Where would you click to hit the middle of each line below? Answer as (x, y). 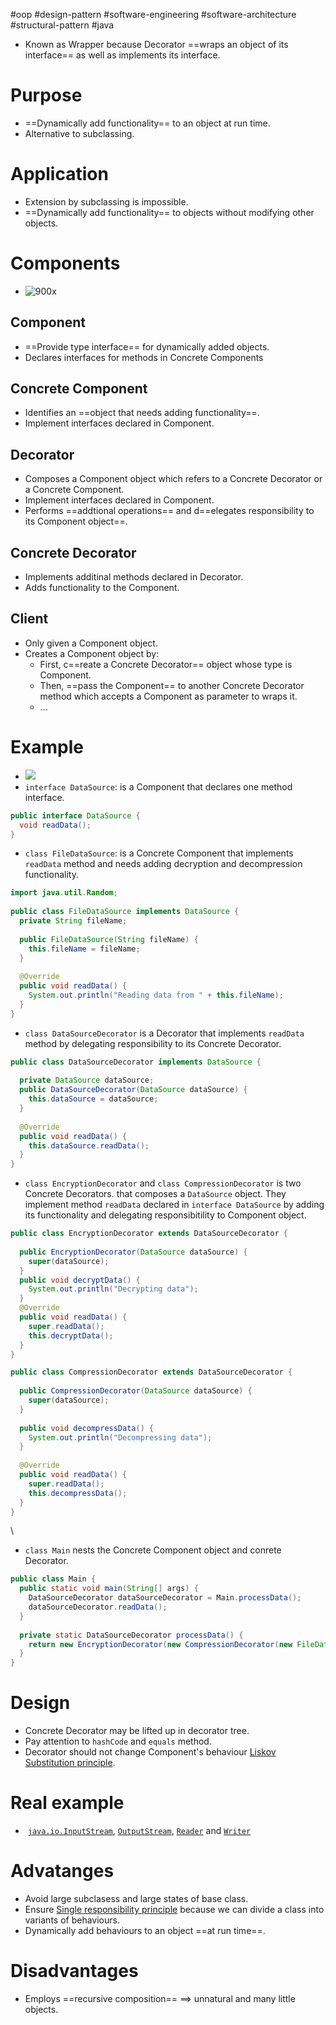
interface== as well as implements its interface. (122, 55)
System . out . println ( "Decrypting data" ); (113, 1289)
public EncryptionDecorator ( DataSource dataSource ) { (133, 1252)
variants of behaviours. (72, 1920)
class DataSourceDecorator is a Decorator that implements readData (164, 1033)
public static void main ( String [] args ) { (109, 1589)
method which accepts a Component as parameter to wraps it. (168, 696)
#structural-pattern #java (62, 25)
